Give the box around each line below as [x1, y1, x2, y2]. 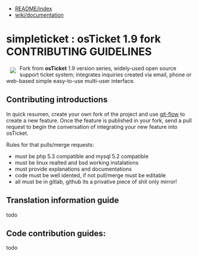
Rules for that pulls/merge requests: [6, 141, 94, 148]
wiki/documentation [14, 11, 64, 18]
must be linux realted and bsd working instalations [14, 159, 139, 166]
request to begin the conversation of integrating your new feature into [6, 123, 178, 130]
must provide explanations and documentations [14, 165, 132, 172]
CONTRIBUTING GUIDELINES [6, 45, 152, 58]
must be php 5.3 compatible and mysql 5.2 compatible [14, 152, 149, 160]
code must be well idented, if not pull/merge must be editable [14, 171, 166, 178]
